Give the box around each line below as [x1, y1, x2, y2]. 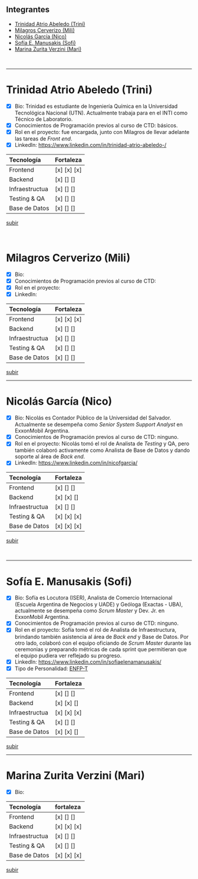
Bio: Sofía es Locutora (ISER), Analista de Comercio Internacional [14, 594, 173, 601]
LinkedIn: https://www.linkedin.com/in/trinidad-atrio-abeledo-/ [14, 141, 167, 148]
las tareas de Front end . [14, 135, 72, 142]
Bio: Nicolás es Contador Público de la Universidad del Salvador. [14, 414, 171, 421]
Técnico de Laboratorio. [14, 115, 73, 123]
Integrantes [6, 5, 50, 15]
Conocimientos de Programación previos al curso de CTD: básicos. [14, 122, 178, 129]
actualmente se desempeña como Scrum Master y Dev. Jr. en [14, 607, 165, 614]
